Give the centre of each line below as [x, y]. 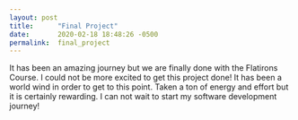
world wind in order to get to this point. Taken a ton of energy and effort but [149, 87]
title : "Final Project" [64, 26]
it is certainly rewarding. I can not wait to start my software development [143, 97]
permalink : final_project [60, 43]
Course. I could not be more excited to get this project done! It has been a [146, 78]
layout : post [34, 17]
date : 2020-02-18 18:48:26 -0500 [84, 34]
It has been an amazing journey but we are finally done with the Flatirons [144, 68]
